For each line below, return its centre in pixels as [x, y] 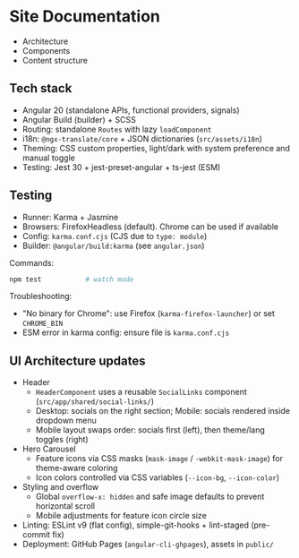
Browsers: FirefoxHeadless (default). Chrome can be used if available [150, 227]
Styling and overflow [60, 487]
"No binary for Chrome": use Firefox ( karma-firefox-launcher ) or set [149, 313]
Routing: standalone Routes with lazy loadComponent [117, 129]
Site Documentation [85, 17]
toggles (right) [62, 440]
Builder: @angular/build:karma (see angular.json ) [113, 245]
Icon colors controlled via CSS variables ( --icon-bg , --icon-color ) [158, 477]
